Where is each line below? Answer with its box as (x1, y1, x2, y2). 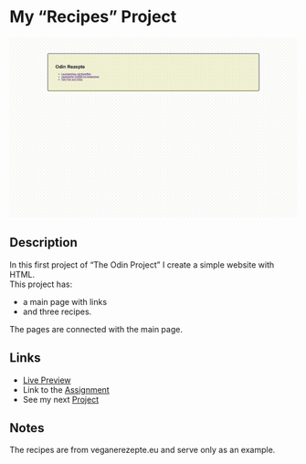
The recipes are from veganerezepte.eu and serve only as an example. (9, 445, 276, 456)
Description (9, 235, 78, 250)
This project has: (9, 279, 73, 290)
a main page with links (22, 296, 108, 307)
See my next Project (22, 394, 99, 405)
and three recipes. (22, 306, 92, 317)
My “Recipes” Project (9, 6, 177, 27)
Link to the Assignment (22, 384, 110, 395)
